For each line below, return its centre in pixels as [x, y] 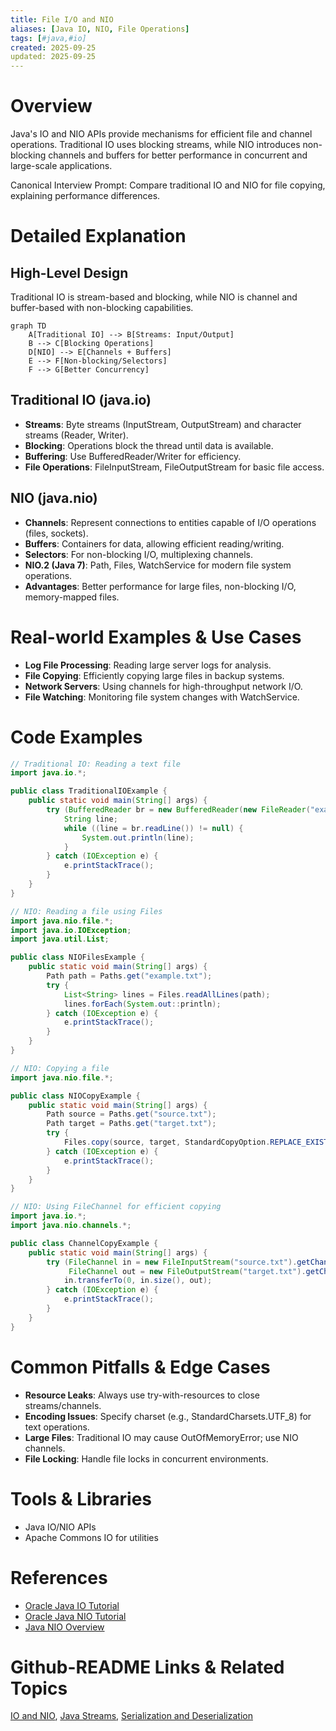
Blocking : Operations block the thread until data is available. [149, 445]
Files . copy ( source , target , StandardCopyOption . [167, 1142]
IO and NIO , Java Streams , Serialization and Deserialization [131, 1716]
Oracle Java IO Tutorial [72, 1605]
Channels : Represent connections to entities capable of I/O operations [170, 522]
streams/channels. [63, 1405]
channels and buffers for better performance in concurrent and [178, 155]
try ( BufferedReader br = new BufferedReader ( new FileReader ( [178, 810]
